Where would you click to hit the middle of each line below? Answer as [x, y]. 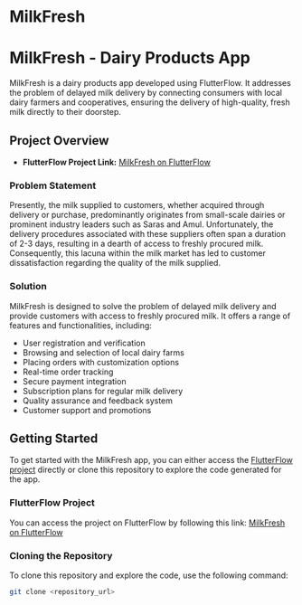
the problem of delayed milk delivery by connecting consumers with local [146, 93]
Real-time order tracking [68, 372]
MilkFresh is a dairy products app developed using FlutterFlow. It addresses [150, 83]
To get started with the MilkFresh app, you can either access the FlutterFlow [151, 460]
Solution [28, 287]
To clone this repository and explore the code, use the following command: [149, 575]
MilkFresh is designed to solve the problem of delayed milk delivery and [143, 306]
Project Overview [59, 141]
